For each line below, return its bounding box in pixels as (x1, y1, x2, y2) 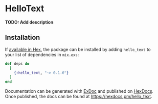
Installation (5, 33, 40, 42)
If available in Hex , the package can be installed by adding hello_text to (5, 46, 151, 52)
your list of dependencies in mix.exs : (5, 52, 79, 57)
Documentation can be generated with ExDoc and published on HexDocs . (5, 88, 154, 94)
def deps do (5, 61, 29, 66)
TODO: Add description (5, 19, 54, 25)
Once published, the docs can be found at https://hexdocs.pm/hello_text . (5, 94, 153, 100)
